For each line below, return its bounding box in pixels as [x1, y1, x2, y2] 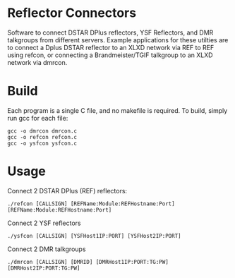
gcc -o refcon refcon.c [7, 133, 78, 140]
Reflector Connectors [7, 5, 136, 21]
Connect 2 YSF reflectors [7, 219, 81, 227]
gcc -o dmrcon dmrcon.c [7, 127, 78, 135]
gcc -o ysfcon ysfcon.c [7, 140, 78, 147]
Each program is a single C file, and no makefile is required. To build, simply [7, 106, 228, 114]
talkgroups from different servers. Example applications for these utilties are [7, 35, 229, 44]
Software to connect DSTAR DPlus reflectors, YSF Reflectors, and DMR [7, 28, 214, 37]
